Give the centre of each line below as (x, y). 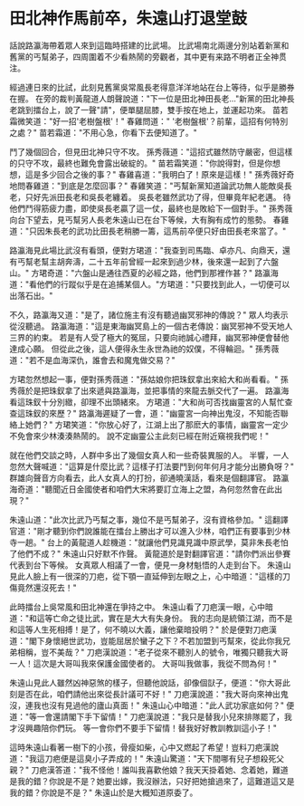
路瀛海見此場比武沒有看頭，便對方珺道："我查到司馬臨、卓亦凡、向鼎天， (146, 250)
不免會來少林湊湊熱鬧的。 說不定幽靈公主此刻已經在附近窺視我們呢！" (139, 436)
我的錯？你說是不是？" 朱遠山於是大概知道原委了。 (104, 792)
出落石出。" (31, 295)
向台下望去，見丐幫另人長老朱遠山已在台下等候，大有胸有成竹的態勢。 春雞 (149, 219)
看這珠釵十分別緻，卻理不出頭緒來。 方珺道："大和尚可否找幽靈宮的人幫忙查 (151, 402)
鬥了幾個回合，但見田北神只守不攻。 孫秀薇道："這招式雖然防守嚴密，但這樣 (151, 151)
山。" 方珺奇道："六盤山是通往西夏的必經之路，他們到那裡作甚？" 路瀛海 (144, 273)
